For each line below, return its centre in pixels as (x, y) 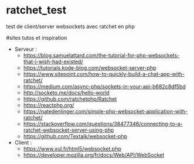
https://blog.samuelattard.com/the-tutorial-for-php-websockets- (101, 55)
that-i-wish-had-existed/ (53, 61)
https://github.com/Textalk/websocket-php (75, 136)
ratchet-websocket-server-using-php (69, 130)
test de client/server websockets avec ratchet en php (70, 26)
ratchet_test (36, 10)
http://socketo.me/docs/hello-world (66, 93)
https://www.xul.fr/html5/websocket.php (72, 148)
